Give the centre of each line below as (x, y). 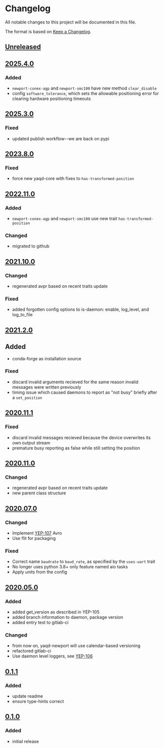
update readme (27, 696)
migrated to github (31, 246)
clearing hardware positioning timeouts (51, 99)
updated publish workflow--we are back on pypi (61, 139)
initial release (25, 741)
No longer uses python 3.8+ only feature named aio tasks (70, 567)
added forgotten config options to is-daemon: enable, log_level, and (80, 309)
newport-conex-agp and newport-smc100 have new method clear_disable (84, 88)
